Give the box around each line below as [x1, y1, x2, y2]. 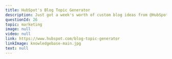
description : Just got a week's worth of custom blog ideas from [5, 12, 147, 17]
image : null [5, 27, 31, 32]
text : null [5, 46, 29, 51]
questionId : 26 [5, 17, 38, 22]
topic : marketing [5, 22, 42, 27]
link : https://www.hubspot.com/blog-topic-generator [5, 36, 120, 42]
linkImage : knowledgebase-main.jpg [5, 41, 81, 46]
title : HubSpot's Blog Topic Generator [5, 7, 91, 13]
